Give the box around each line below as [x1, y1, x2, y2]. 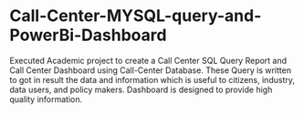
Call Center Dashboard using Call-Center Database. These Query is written [9, 65, 292, 76]
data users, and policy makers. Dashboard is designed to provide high [9, 84, 273, 95]
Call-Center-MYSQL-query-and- [9, 5, 262, 26]
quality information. [9, 93, 83, 105]
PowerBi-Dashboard [9, 25, 167, 46]
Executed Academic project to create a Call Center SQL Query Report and [9, 55, 288, 66]
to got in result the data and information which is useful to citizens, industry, [9, 74, 295, 85]
